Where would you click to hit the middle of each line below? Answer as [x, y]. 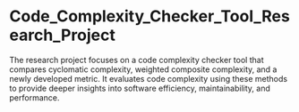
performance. [34, 97]
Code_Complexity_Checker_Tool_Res [150, 16]
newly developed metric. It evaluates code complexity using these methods [149, 78]
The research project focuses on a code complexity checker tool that [137, 60]
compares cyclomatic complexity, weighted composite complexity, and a [143, 69]
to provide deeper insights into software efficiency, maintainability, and [140, 88]
